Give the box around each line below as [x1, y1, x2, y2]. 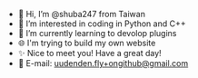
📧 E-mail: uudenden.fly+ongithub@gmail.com [17, 58, 189, 68]
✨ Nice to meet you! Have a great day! [17, 48, 162, 58]
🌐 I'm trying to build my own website [17, 37, 156, 48]
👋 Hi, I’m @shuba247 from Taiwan [17, 9, 145, 19]
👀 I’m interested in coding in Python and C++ [17, 18, 186, 29]
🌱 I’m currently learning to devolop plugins [17, 28, 177, 38]
